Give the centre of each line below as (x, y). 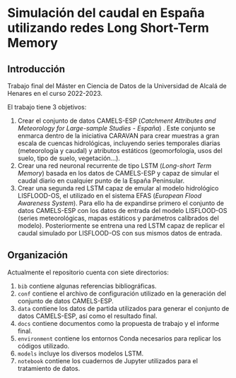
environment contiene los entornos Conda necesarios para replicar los (119, 338)
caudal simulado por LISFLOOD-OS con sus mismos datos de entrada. (120, 233)
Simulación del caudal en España (106, 13)
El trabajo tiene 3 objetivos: (47, 107)
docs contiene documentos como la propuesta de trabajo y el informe (118, 323)
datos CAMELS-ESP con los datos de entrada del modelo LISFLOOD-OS (122, 211)
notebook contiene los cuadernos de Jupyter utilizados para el (107, 360)
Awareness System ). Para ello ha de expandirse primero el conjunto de (121, 203)
